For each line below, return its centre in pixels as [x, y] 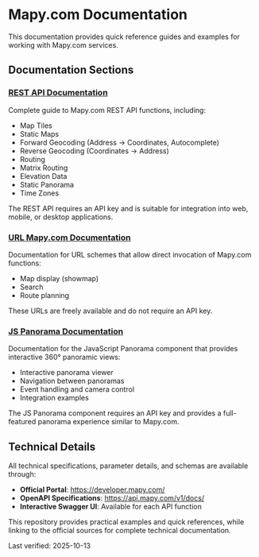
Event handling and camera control [77, 389]
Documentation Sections [71, 70]
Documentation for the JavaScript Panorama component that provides [123, 349]
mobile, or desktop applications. [61, 217]
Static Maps [39, 133]
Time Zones [39, 193]
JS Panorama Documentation [66, 331]
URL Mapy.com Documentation [70, 238]
